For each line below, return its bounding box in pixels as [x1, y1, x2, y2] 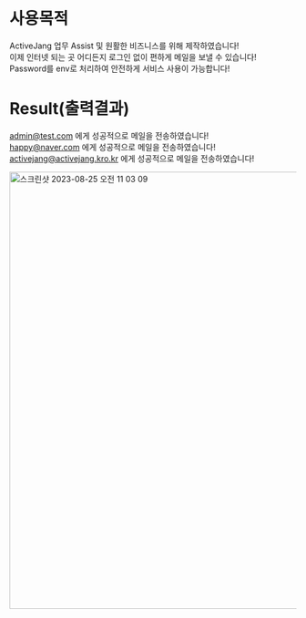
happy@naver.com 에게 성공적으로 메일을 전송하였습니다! [9, 141, 216, 152]
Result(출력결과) [9, 98, 130, 119]
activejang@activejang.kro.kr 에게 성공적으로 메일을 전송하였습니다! [9, 152, 255, 164]
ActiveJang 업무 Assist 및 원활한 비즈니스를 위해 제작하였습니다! [9, 40, 240, 51]
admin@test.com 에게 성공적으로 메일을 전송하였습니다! [9, 129, 209, 141]
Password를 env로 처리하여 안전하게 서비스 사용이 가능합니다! [9, 63, 230, 74]
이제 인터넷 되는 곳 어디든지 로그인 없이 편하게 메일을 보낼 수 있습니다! [9, 51, 257, 62]
